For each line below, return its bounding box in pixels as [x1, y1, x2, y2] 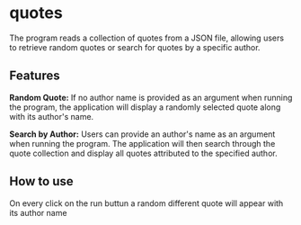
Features [9, 68, 60, 84]
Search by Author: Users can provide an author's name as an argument [9, 129, 276, 139]
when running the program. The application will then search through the [9, 138, 276, 148]
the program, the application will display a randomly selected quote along [9, 102, 281, 112]
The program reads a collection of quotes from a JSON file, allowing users [9, 32, 285, 43]
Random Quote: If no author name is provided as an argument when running [9, 92, 293, 103]
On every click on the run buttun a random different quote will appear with [9, 197, 284, 209]
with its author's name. [9, 111, 94, 121]
